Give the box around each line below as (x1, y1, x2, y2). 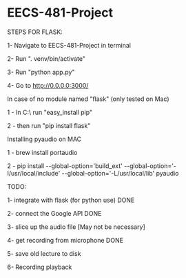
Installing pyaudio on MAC (7, 135, 82, 143)
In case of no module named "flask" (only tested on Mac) (7, 95, 170, 103)
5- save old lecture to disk (7, 249, 81, 257)
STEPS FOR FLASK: (7, 28, 63, 36)
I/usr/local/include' (7, 169, 61, 177)
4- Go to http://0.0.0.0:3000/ (7, 81, 89, 89)
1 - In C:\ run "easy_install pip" (7, 108, 93, 116)
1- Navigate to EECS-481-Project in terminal (7, 41, 131, 49)
